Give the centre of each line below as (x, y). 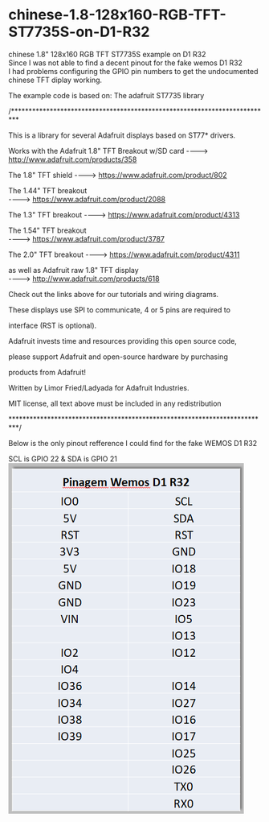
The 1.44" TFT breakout (48, 190)
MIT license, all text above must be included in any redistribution (115, 403)
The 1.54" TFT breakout (47, 230)
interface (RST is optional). (53, 325)
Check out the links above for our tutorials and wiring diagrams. (114, 294)
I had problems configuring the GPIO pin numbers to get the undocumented (133, 71)
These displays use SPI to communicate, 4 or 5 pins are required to (120, 310)
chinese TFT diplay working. (55, 80)
